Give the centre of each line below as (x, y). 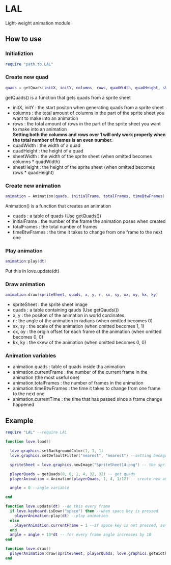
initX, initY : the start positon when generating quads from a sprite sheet (88, 107)
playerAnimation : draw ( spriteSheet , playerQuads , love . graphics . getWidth (89, 554)
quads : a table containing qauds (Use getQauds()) (66, 310)
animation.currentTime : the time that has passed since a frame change (88, 399)
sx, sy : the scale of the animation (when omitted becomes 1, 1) (78, 326)
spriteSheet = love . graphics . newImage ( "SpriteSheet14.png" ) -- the (83, 465)
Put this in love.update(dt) (32, 271)
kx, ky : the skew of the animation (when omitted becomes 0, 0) (79, 343)
